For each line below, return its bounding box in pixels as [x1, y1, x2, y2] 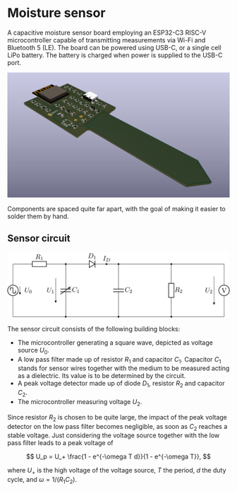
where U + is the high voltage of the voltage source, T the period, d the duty [7, 466, 227, 476]
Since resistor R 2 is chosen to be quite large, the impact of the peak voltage [7, 413, 227, 423]
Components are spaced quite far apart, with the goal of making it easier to [7, 204, 226, 213]
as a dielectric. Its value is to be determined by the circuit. [17, 372, 186, 380]
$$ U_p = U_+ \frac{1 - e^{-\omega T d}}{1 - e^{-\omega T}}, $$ [25, 452, 212, 461]
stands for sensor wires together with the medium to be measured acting [17, 364, 230, 372]
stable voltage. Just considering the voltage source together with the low [7, 431, 220, 439]
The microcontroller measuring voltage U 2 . [17, 398, 142, 408]
